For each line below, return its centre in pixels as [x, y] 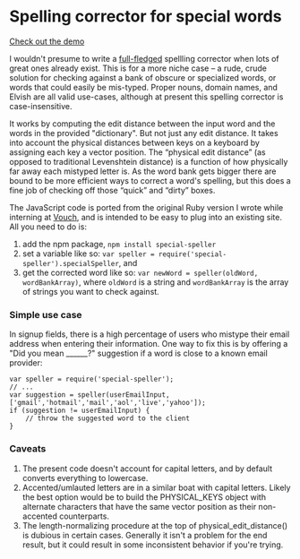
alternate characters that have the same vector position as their [139, 506]
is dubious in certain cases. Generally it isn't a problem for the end [145, 535]
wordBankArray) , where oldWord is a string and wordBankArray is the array [155, 282]
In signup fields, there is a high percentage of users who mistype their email [150, 334]
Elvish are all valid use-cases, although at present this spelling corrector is [146, 97]
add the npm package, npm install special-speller [119, 244]
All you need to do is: [48, 227]
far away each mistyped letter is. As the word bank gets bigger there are [143, 171]
